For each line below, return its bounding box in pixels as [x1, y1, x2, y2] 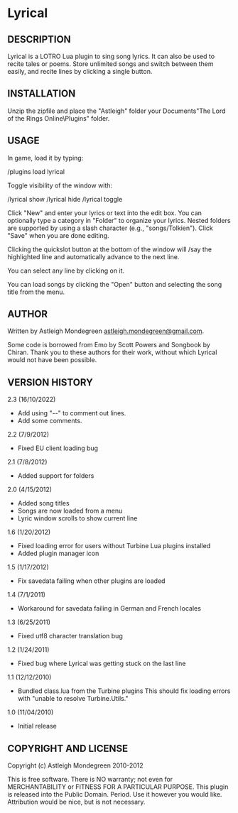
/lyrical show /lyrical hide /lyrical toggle [7, 195, 123, 203]
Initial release [17, 722, 57, 731]
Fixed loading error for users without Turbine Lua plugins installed [17, 542, 211, 550]
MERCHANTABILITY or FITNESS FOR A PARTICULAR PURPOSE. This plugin [7, 782, 229, 791]
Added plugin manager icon [17, 549, 99, 558]
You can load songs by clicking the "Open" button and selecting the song [7, 280, 222, 288]
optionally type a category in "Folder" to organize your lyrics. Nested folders [7, 216, 231, 224]
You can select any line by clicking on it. [7, 266, 125, 275]
